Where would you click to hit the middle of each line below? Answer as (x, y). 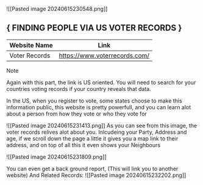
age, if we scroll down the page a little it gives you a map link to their (92, 138)
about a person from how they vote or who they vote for (77, 114)
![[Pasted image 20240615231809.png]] (56, 157)
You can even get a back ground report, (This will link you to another (92, 169)
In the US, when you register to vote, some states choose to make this (94, 101)
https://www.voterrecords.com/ (104, 56)
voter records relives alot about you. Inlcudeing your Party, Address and (97, 132)
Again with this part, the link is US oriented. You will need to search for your (101, 82)
